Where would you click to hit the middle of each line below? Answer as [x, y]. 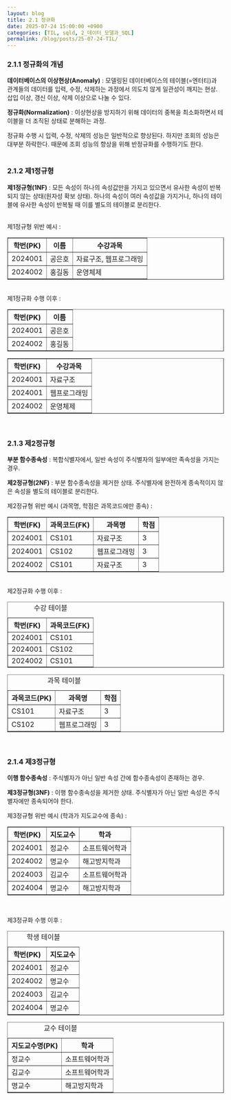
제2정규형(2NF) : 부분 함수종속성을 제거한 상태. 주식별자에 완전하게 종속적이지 [112, 483]
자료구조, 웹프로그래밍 [110, 258]
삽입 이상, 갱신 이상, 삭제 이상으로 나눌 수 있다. [69, 98]
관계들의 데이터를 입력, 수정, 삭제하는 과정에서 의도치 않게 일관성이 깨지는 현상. [112, 89]
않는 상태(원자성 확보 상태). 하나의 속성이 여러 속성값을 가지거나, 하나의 [114, 196]
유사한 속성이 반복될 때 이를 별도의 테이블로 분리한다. [90, 204]
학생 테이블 [43, 937]
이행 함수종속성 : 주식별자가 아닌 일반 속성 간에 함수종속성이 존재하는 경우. [106, 778]
